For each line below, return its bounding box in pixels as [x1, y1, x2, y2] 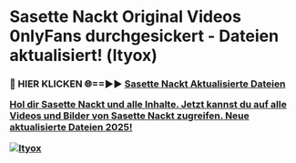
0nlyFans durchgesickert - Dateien [9, 25, 280, 46]
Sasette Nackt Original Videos [9, 6, 241, 27]
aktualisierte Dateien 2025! [9, 121, 133, 134]
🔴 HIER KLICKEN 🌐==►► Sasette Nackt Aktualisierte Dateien [9, 77, 286, 90]
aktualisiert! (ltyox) [9, 46, 158, 66]
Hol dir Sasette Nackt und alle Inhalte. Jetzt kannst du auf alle [9, 98, 287, 111]
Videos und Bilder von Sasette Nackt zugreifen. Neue [9, 109, 250, 122]
